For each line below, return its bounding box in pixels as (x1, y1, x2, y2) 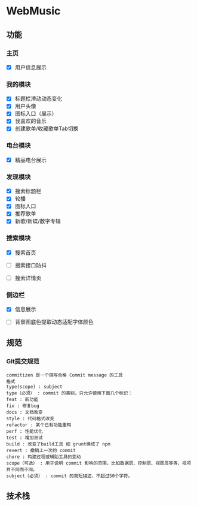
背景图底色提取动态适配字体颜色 (14, 318, 94, 326)
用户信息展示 (14, 64, 47, 71)
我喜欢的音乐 (14, 118, 47, 125)
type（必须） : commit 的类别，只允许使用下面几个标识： (6, 390, 133, 396)
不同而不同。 (10, 466, 38, 473)
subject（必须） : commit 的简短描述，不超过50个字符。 (6, 473, 133, 479)
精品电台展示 (14, 156, 47, 163)
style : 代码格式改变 (6, 415, 55, 422)
